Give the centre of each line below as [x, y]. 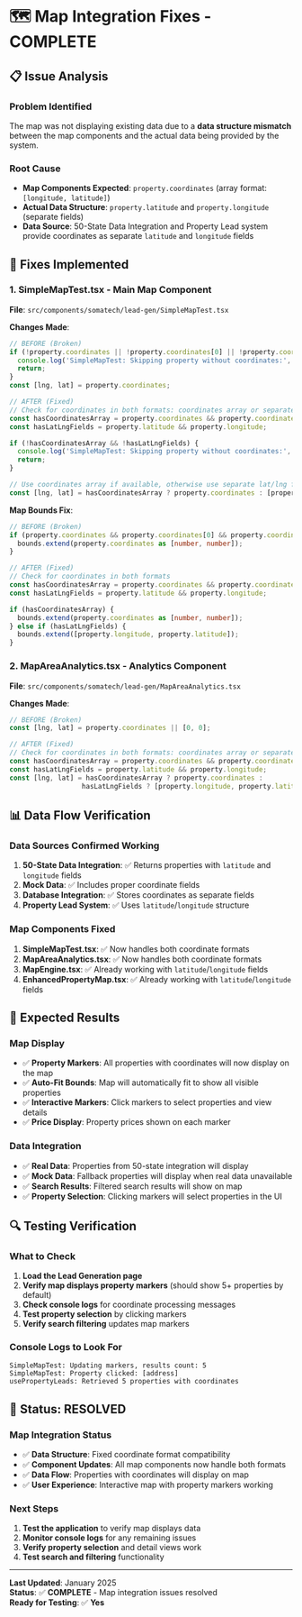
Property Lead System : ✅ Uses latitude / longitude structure [136, 905]
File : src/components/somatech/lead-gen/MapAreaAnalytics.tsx [125, 686]
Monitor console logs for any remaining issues [109, 1538]
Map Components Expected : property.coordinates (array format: [145, 188]
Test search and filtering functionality [93, 1557]
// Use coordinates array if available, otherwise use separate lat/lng [148, 485]
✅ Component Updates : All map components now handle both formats [154, 1465]
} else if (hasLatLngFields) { [68, 626]
